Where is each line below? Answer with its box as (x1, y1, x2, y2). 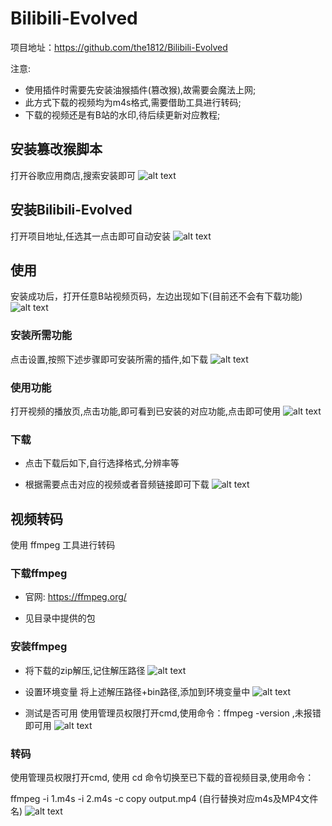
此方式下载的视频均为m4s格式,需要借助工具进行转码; (24, 96, 242, 108)
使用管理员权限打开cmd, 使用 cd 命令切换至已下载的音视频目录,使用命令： (10, 771, 315, 783)
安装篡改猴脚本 (10, 141, 103, 158)
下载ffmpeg (10, 567, 68, 580)
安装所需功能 (10, 328, 73, 342)
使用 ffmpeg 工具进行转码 (10, 539, 116, 551)
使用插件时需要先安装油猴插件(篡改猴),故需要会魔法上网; (24, 83, 257, 96)
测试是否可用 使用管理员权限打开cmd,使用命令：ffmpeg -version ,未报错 (24, 707, 322, 719)
